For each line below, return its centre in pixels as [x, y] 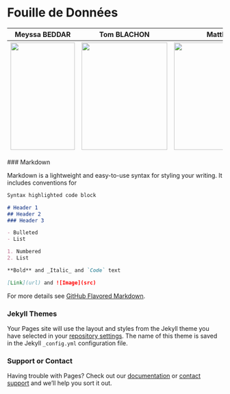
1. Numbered [24, 252]
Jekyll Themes [32, 314]
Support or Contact [40, 360]
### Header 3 [26, 220]
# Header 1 [23, 207]
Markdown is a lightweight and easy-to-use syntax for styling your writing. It [115, 175]
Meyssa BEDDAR [43, 34]
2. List [18, 258]
